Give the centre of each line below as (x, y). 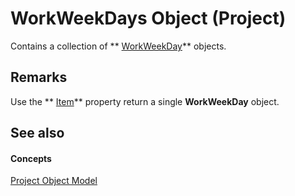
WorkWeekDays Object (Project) (148, 18)
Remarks (39, 77)
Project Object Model (54, 181)
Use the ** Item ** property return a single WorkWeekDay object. (145, 101)
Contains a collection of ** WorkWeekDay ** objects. (118, 46)
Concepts (31, 158)
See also (37, 133)
